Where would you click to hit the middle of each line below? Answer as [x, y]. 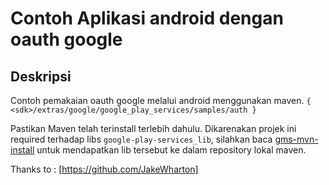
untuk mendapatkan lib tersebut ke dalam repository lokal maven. [171, 150]
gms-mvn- [296, 139]
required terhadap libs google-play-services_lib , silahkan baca [141, 139]
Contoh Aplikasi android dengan [147, 18]
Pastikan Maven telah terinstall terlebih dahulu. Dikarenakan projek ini [153, 128]
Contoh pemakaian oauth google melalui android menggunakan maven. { [161, 100]
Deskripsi [41, 76]
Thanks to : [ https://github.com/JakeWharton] [104, 169]
